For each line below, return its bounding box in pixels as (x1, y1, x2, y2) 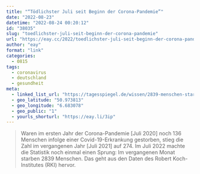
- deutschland (11, 75, 46, 81)
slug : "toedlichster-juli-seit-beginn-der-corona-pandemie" (6, 31, 159, 37)
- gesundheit (11, 81, 44, 87)
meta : (6, 86, 20, 92)
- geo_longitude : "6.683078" (11, 102, 84, 109)
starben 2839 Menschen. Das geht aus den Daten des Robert (20, 155, 171, 162)
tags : (6, 64, 20, 70)
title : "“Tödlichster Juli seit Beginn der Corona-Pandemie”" (6, 8, 164, 15)
